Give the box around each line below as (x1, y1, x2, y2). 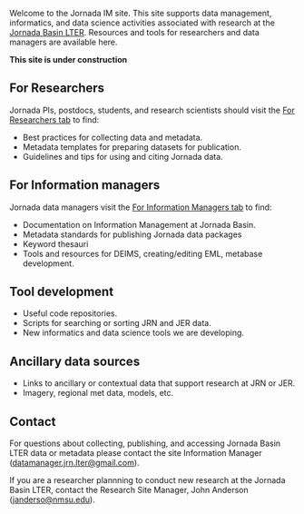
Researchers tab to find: (9, 114, 100, 125)
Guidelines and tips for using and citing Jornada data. (22, 151, 224, 162)
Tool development (9, 284, 114, 300)
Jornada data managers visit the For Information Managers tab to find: (9, 202, 272, 213)
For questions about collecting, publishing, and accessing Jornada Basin (9, 438, 281, 449)
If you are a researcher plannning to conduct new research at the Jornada (9, 475, 286, 486)
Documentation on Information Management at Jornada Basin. (22, 219, 256, 230)
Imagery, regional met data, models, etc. (22, 388, 174, 399)
